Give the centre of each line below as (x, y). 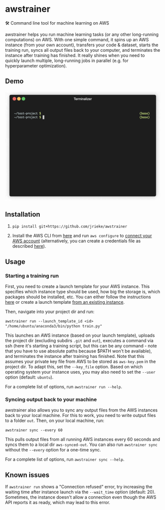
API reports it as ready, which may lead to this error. (58, 503)
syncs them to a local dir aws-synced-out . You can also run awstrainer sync (81, 445)
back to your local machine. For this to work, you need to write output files (81, 415)
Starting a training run (32, 276)
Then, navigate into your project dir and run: (50, 312)
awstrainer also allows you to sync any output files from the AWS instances (81, 410)
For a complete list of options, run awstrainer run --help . (64, 387)
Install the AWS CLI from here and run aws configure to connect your (82, 236)
